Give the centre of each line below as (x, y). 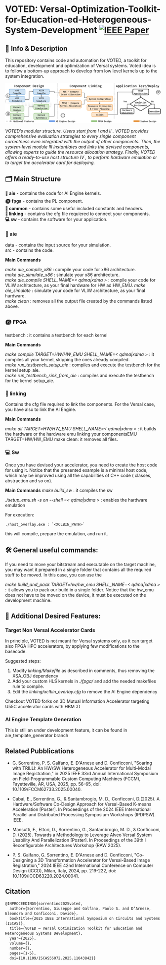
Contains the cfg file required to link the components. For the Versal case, (80, 404)
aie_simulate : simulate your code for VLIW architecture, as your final (75, 290)
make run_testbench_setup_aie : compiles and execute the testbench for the (83, 365)
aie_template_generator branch (37, 736)
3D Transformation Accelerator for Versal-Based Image (94, 860)
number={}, (21, 948)
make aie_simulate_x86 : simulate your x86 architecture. (62, 275)
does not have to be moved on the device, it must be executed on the (76, 595)
